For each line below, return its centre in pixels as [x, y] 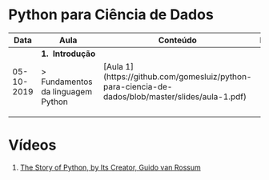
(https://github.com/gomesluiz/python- [177, 76]
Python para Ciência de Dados [111, 15]
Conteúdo [178, 40]
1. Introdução [68, 54]
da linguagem [67, 91]
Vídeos [32, 145]
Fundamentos [67, 82]
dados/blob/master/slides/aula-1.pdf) [175, 96]
